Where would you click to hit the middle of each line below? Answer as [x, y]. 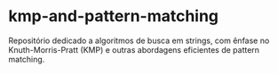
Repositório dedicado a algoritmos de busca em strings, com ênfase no [139, 40]
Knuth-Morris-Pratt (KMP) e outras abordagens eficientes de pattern [134, 49]
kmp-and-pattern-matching [114, 16]
